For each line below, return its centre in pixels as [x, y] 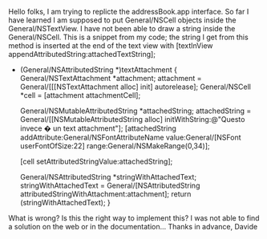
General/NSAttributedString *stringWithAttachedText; [108, 177]
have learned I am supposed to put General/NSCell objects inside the [122, 20]
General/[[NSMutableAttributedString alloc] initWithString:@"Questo [132, 119]
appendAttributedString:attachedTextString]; [82, 54]
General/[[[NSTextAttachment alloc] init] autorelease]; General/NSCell [135, 87]
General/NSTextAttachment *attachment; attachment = [111, 78]
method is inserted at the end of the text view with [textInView [111, 46]
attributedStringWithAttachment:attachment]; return [105, 194]
